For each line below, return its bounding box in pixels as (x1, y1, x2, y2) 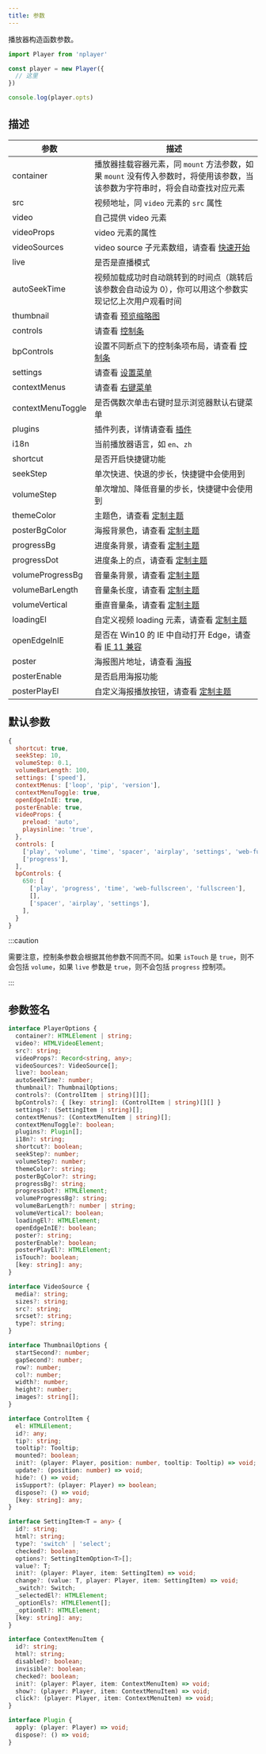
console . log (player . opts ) (8, 94, 93, 102)
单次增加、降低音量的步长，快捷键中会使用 (93, 483, 253, 494)
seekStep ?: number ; (15, 1150, 80, 1158)
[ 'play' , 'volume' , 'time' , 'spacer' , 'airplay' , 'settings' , (22, 848, 232, 856)
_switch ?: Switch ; (15, 1584, 77, 1593)
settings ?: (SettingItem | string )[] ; (15, 1106, 144, 1114)
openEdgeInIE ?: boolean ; (15, 1224, 97, 1232)
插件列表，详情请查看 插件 (93, 423, 192, 435)
